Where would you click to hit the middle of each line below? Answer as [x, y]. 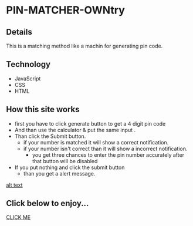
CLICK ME [18, 217]
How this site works [43, 109]
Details [19, 32]
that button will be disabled [65, 161]
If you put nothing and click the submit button [70, 167]
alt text [14, 185]
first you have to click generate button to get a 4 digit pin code [90, 123]
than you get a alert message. [59, 173]
